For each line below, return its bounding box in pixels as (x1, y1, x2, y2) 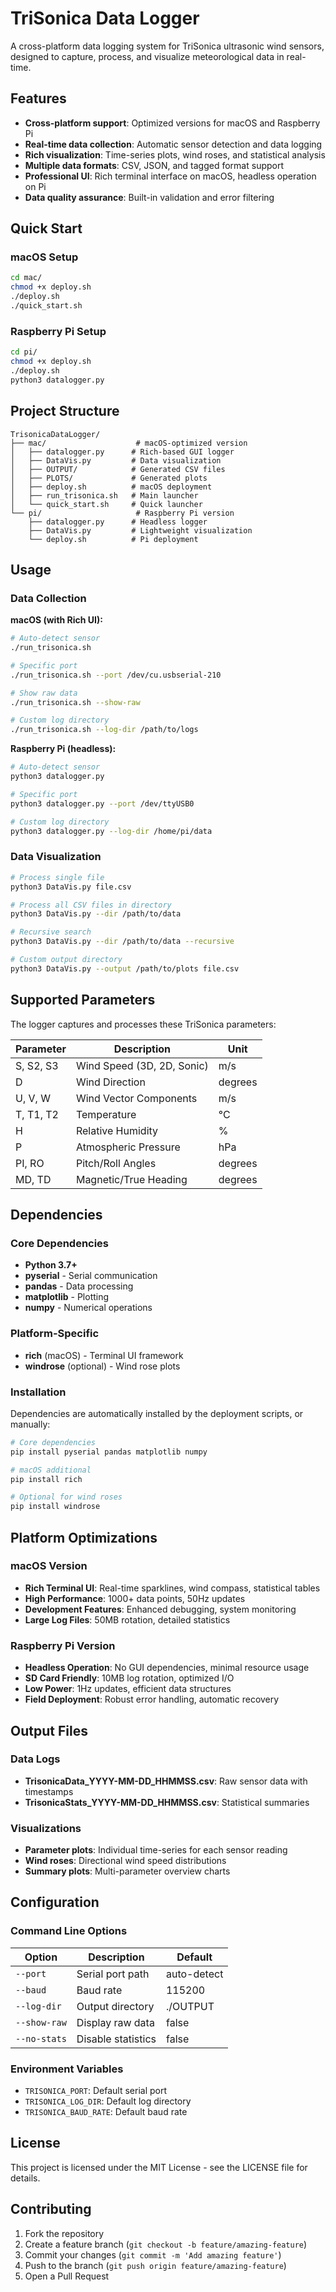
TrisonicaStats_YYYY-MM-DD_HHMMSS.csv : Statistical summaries (24, 1796, 310, 1808)
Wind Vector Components (75, 1091, 198, 1105)
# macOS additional (10, 1465, 92, 1475)
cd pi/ (10, 347, 38, 357)
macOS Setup (10, 250, 79, 264)
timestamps (24, 1785, 74, 1797)
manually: (10, 1418, 51, 1430)
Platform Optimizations (10, 1529, 158, 1546)
